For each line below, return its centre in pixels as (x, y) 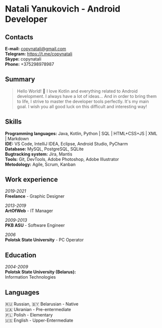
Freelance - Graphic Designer (35, 196)
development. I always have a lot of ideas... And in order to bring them (87, 96)
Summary (20, 79)
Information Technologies (30, 277)
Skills (13, 122)
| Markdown (17, 139)
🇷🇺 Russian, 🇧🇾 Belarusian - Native (42, 304)
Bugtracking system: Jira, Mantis (39, 154)
